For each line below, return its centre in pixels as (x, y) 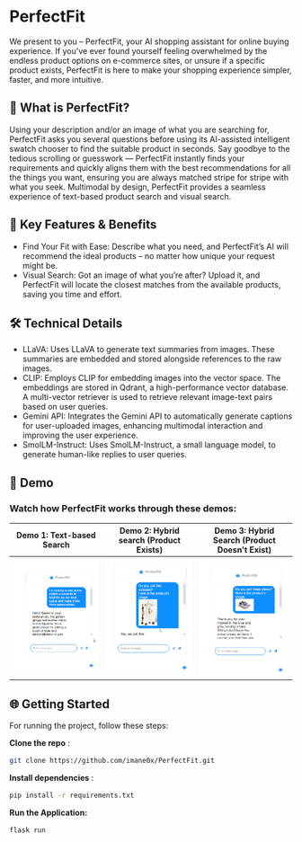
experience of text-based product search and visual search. (120, 196)
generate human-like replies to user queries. (104, 455)
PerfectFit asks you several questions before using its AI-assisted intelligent (150, 139)
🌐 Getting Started (60, 704)
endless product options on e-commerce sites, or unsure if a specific (138, 60)
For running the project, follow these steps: (89, 725)
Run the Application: (49, 812)
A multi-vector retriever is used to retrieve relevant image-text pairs (147, 397)
